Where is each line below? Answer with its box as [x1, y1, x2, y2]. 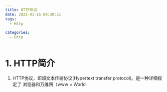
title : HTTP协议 [5, 7, 37, 12]
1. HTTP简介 [5, 58, 55, 69]
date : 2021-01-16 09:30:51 [5, 12, 61, 17]
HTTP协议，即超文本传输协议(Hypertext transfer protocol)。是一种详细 [12, 75, 158, 81]
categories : [5, 30, 30, 35]
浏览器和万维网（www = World [22, 81, 86, 87]
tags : [5, 16, 16, 21]
